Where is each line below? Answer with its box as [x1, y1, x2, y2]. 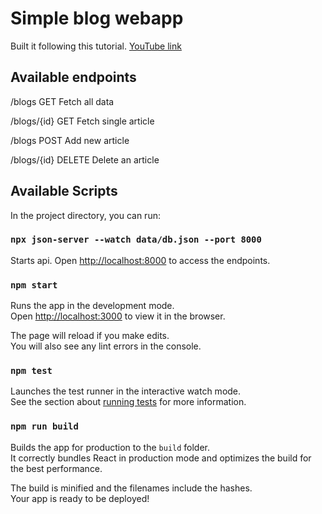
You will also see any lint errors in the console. [10, 340, 202, 352]
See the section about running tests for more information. [10, 396, 247, 408]
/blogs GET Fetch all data [10, 95, 115, 107]
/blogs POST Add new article [10, 134, 130, 146]
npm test [10, 365, 53, 377]
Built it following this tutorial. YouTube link [10, 40, 182, 52]
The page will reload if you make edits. [10, 330, 170, 342]
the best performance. [10, 462, 103, 474]
